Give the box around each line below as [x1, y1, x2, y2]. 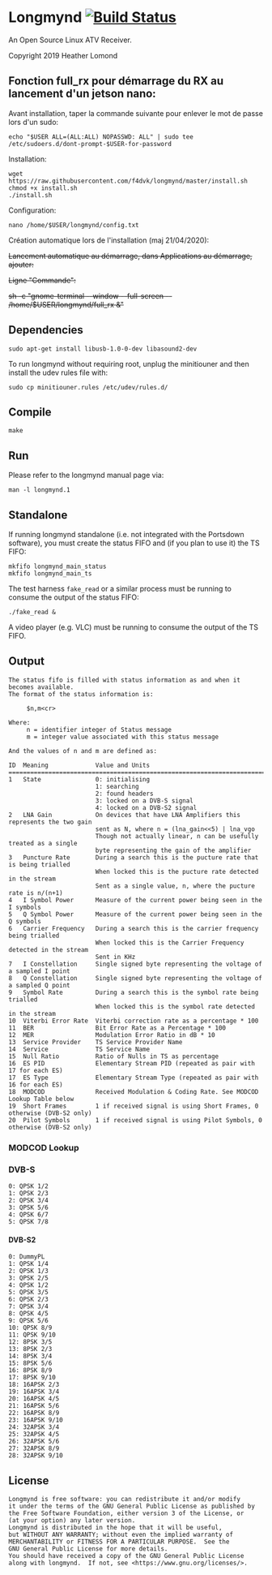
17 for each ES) [8, 1066, 63, 1074]
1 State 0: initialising [8, 775, 151, 783]
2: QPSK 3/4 [8, 1197, 49, 1205]
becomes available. [8, 682, 74, 691]
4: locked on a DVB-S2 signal [95, 803, 198, 811]
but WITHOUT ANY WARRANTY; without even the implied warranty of [8, 1530, 233, 1539]
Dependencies [8, 323, 83, 337]
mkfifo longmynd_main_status [8, 562, 107, 570]
